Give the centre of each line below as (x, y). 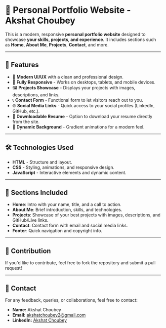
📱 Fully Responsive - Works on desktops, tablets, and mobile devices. (84, 82)
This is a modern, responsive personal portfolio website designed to (75, 34)
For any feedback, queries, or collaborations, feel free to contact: (71, 300)
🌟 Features (22, 65)
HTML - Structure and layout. (42, 162)
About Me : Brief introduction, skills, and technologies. (67, 210)
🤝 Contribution (28, 251)
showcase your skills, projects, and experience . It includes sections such (81, 40)
